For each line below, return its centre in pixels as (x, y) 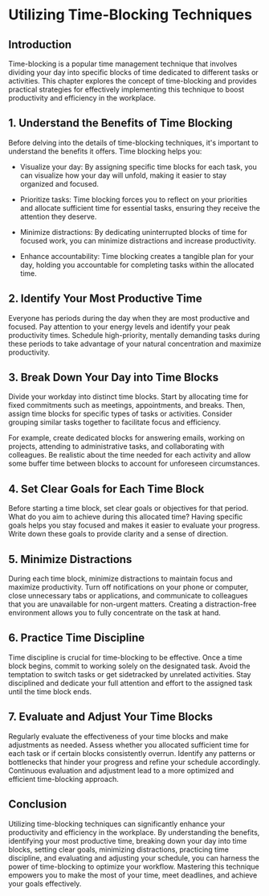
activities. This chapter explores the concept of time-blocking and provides (132, 81)
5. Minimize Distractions (70, 559)
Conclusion (38, 805)
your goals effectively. (45, 883)
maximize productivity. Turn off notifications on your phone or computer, (128, 587)
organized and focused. (59, 183)
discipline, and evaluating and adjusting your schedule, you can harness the (134, 857)
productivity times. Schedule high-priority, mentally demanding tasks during (134, 335)
